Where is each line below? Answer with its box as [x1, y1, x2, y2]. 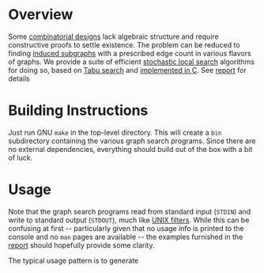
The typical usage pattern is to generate [8, 256, 139, 265]
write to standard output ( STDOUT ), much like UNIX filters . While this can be [8, 215, 250, 225]
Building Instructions [8, 101, 149, 119]
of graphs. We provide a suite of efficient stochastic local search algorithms [8, 57, 255, 66]
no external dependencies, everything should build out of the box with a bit [8, 144, 253, 154]
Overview [8, 6, 74, 24]
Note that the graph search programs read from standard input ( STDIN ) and [8, 207, 251, 216]
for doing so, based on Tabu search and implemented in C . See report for [8, 65, 247, 74]
